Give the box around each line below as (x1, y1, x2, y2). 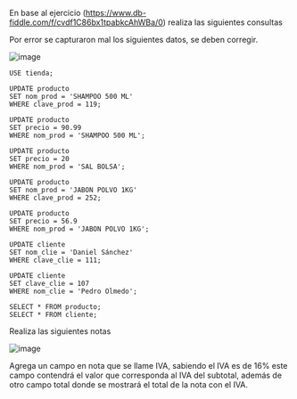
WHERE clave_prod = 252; (9, 193, 102, 202)
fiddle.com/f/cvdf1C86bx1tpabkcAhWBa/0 (9, 17, 163, 28)
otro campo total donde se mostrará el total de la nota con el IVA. (9, 379, 248, 390)
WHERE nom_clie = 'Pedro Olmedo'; (9, 287, 138, 296)
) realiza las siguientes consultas (162, 17, 283, 28)
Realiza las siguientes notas (9, 326, 111, 337)
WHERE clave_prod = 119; (9, 100, 102, 109)
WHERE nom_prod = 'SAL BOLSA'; (9, 162, 126, 171)
